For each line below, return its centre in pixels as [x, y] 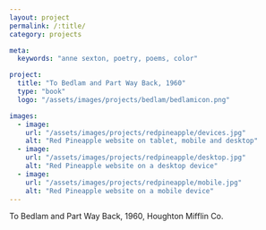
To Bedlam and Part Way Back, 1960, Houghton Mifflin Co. [116, 217]
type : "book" [42, 91]
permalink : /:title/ [48, 26]
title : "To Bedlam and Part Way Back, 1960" [102, 83]
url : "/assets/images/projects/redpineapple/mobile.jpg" [134, 183]
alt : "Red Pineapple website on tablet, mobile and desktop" [142, 141]
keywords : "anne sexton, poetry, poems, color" [108, 59]
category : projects [46, 34]
